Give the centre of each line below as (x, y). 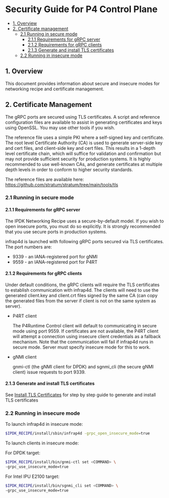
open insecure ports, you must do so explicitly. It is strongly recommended (83, 226)
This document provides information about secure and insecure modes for (82, 83)
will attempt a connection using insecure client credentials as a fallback (87, 336)
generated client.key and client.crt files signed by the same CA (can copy (81, 295)
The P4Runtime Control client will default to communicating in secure (84, 325)
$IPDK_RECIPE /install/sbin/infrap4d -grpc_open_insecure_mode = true (78, 433)
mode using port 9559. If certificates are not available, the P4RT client (86, 331)
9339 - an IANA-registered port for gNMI (55, 256)
